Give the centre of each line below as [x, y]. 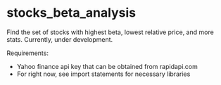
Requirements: [27, 53]
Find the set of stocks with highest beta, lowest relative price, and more [110, 32]
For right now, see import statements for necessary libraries [103, 74]
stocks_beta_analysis [71, 13]
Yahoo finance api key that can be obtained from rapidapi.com [107, 66]
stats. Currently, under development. [60, 39]
